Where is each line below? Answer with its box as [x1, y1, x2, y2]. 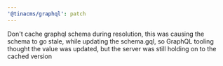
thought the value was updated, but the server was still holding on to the [7, 44, 217, 53]
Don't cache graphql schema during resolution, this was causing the [7, 29, 205, 38]
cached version [7, 52, 53, 60]
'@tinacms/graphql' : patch [7, 10, 86, 18]
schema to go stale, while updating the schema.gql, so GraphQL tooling [7, 37, 214, 46]
